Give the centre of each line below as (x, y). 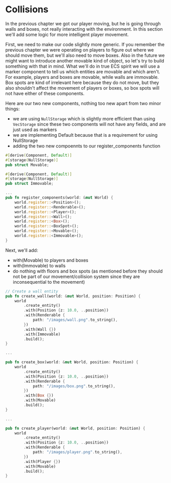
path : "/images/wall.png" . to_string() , (75, 320)
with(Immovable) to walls (39, 265)
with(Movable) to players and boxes (50, 260)
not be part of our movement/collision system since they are (76, 276)
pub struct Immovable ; (29, 184)
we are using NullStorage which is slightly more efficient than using (84, 118)
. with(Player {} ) (42, 461)
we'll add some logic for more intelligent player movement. (67, 34)
